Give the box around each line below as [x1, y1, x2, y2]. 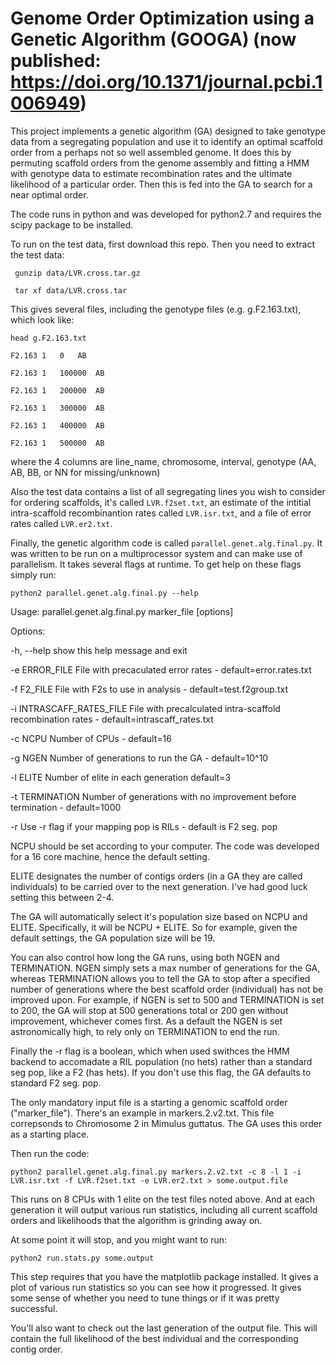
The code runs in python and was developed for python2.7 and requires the [10, 208, 322, 220]
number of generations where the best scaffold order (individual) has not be [10, 983, 324, 995]
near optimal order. [10, 188, 89, 201]
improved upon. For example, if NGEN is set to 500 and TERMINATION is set [10, 993, 325, 1006]
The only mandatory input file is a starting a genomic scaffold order [10, 1096, 288, 1108]
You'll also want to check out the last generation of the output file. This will [10, 1322, 318, 1334]
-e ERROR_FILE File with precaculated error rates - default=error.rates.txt [10, 663, 312, 676]
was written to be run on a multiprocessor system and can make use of [10, 547, 303, 559]
